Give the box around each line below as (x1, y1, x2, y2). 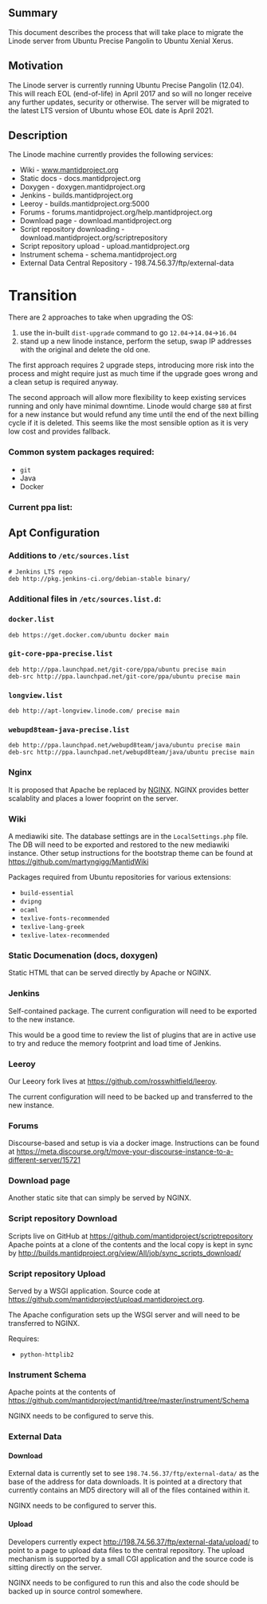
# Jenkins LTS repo (8, 568, 73, 576)
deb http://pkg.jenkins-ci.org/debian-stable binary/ (8, 575, 191, 583)
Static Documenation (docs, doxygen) (8, 950, 159, 961)
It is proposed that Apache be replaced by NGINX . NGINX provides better (8, 785, 249, 794)
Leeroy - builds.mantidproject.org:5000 (19, 199, 150, 209)
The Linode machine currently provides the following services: (8, 150, 214, 159)
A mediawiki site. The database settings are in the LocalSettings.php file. (8, 831, 249, 841)
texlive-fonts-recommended (19, 914, 110, 923)
